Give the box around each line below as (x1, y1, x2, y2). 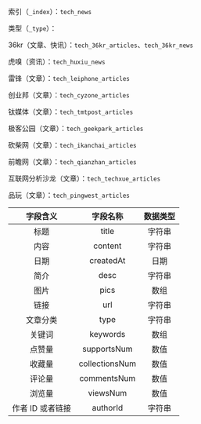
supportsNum (81, 344, 133, 354)
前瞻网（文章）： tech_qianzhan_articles (8, 157, 137, 166)
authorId (92, 403, 124, 413)
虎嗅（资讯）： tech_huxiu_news (8, 57, 106, 66)
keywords (89, 329, 126, 339)
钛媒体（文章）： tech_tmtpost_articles (8, 107, 134, 116)
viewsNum (88, 388, 127, 398)
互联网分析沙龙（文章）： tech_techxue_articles (8, 174, 161, 183)
